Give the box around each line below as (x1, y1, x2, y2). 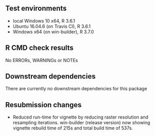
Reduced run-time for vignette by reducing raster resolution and (12, 114, 149, 120)
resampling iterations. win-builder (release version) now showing (12, 120, 150, 126)
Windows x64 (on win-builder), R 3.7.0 (12, 28, 94, 35)
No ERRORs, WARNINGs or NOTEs (5, 57, 78, 63)
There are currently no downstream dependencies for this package (5, 86, 147, 92)
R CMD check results (5, 44, 74, 52)
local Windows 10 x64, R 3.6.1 (12, 17, 75, 24)
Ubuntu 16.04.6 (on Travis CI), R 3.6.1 (12, 23, 91, 29)
